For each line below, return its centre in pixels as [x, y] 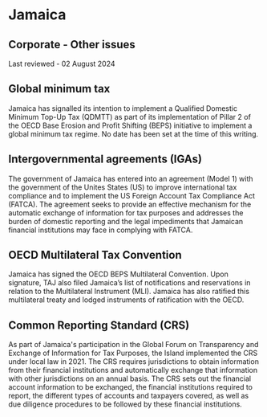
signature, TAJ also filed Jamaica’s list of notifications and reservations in [129, 283]
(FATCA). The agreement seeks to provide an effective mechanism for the [130, 204]
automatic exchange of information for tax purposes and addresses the [126, 213]
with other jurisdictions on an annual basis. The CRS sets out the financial [129, 378]
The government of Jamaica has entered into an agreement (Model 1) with [131, 178]
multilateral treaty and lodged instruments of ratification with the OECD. [126, 300]
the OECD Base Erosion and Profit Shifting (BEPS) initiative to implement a [130, 125]
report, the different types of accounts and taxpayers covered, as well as [129, 396]
